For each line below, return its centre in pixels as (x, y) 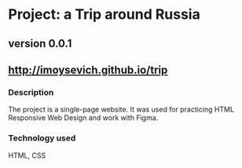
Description (31, 92)
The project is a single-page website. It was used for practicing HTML (121, 110)
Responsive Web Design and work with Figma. (83, 118)
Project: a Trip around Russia (104, 15)
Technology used (42, 138)
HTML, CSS (27, 155)
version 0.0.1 (40, 44)
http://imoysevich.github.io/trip (88, 69)
